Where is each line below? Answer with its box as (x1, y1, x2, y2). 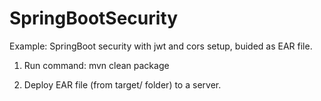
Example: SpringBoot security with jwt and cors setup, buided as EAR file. (9, 40, 313, 52)
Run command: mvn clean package (23, 59, 170, 71)
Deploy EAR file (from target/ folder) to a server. (23, 78, 222, 91)
